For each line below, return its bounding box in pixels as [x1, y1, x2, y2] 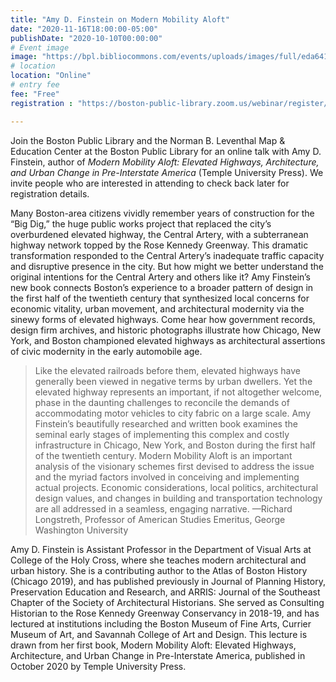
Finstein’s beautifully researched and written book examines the [34, 417, 298, 430]
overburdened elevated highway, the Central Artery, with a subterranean [10, 228, 309, 240]
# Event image [10, 42, 70, 53]
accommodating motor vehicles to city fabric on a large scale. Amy [34, 407, 312, 419]
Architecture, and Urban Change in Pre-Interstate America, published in [10, 649, 306, 661]
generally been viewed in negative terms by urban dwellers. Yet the [34, 375, 313, 387]
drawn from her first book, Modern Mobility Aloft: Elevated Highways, [10, 639, 297, 651]
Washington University [34, 524, 129, 536]
